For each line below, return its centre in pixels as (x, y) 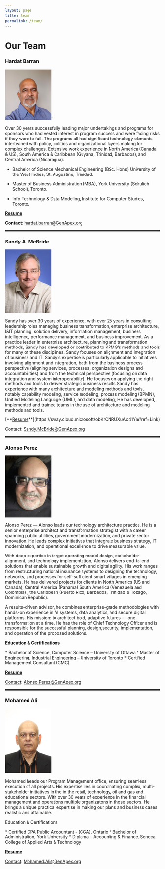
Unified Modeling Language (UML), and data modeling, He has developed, (80, 399)
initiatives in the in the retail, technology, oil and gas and (87, 792)
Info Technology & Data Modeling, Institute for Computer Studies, (78, 199)
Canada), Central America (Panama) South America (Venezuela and (74, 587)
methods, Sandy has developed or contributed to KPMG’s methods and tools (82, 347)
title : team (17, 16)
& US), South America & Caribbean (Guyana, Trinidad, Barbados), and (76, 154)
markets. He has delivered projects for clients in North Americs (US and (77, 582)
